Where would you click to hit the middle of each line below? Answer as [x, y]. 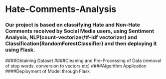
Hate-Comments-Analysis [61, 9]
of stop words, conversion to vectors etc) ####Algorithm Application [76, 66]
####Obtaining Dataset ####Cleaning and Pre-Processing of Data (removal [83, 60]
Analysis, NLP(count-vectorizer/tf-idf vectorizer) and [71, 37]
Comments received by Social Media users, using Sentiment [80, 31]
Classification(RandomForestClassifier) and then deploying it [81, 43]
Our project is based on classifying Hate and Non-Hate [73, 25]
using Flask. [20, 50]
